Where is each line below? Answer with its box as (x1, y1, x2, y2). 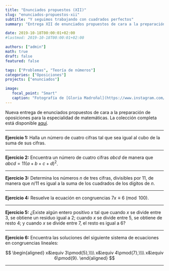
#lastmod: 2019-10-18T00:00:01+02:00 (5, 35, 84, 40)
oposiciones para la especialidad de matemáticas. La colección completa (5, 115, 157, 121)
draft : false (5, 53, 33, 59)
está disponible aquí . (5, 120, 49, 126)
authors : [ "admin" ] (5, 44, 46, 49)
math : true (5, 49, 28, 54)
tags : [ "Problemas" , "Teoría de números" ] (5, 68, 96, 73)
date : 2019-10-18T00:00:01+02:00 (5, 31, 75, 36)
